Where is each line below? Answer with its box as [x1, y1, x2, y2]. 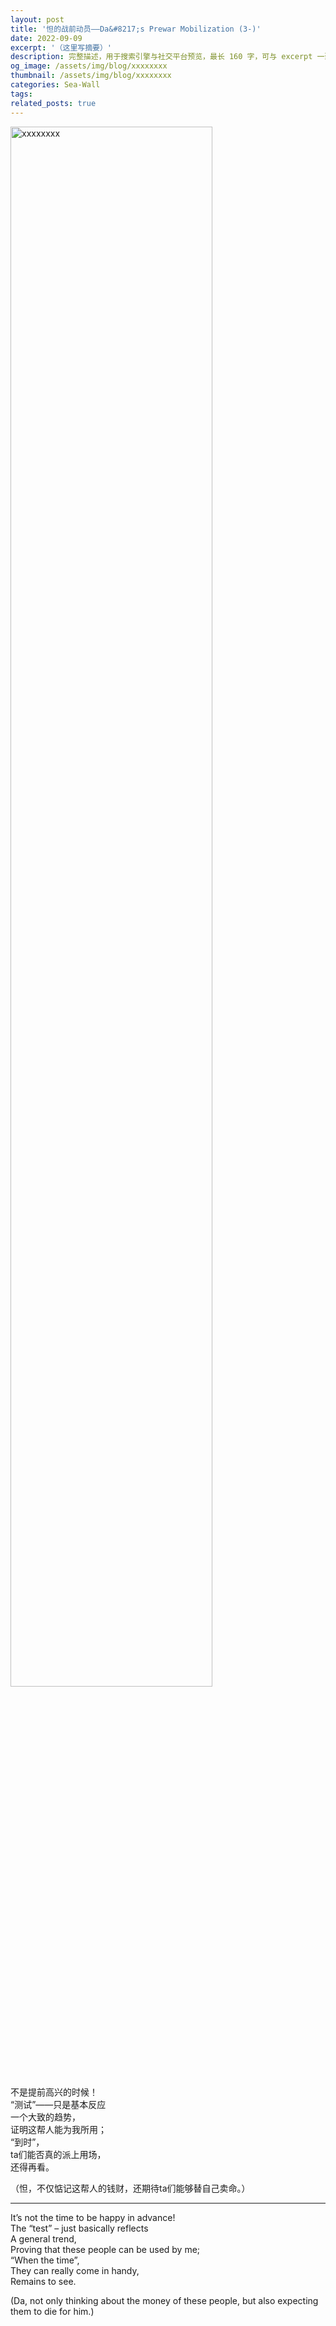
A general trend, [10, 2232, 77, 2245]
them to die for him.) [10, 2305, 95, 2317]
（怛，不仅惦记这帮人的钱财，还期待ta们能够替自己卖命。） [10, 2182, 251, 2194]
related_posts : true [10, 98, 97, 108]
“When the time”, [10, 2254, 80, 2266]
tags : [10, 89, 33, 99]
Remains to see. [10, 2275, 77, 2287]
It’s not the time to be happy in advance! [10, 2211, 176, 2223]
